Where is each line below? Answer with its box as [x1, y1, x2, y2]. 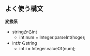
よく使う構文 [5, 4, 44, 13]
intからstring [12, 40, 37, 46]
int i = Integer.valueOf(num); [19, 45, 76, 51]
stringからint [12, 29, 37, 35]
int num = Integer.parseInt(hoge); [19, 34, 86, 40]
